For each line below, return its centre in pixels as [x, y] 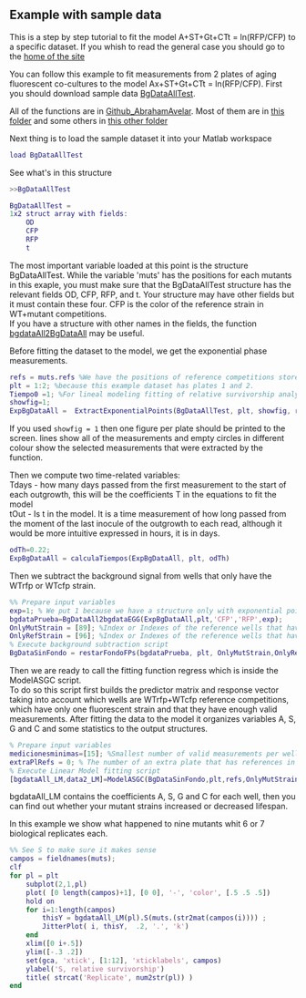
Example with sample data [86, 15]
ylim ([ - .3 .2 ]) [55, 952]
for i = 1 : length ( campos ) [71, 910]
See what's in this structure [61, 172]
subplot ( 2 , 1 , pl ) [57, 884]
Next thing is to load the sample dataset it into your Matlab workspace [141, 138]
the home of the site [47, 56]
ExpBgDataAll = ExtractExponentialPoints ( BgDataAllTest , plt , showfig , [150, 411]
